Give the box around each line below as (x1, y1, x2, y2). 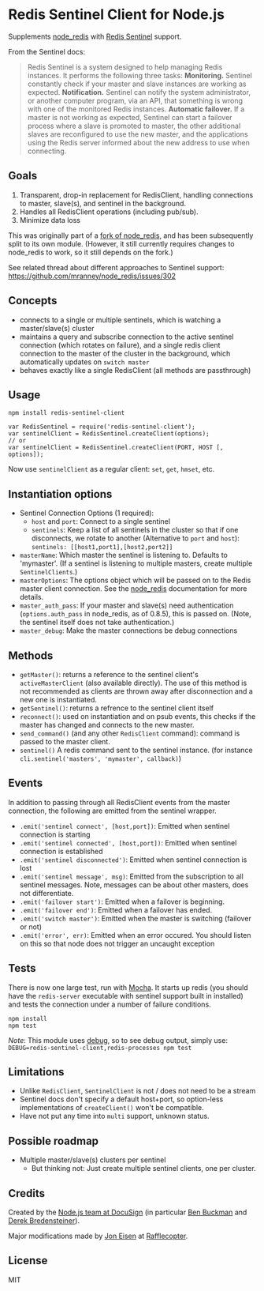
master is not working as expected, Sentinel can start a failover (27, 112, 232, 122)
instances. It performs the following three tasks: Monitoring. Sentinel (27, 70, 252, 80)
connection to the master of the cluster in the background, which (19, 348, 231, 358)
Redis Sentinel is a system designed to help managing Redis (27, 62, 223, 72)
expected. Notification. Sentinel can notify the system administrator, (27, 87, 251, 96)
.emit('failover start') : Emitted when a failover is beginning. (19, 897, 225, 906)
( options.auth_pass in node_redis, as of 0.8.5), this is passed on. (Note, (19, 609, 252, 619)
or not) (19, 922, 42, 932)
